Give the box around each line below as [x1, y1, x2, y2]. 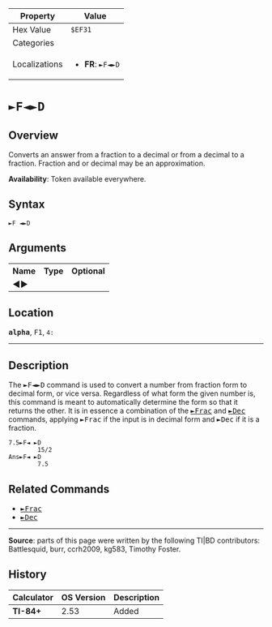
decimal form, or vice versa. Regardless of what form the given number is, [8, 389, 256, 398]
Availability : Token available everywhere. [8, 174, 147, 183]
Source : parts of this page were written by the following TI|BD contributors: [8, 535, 261, 546]
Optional [71, 265, 105, 277]
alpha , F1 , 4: [8, 328, 54, 337]
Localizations [12, 58, 63, 70]
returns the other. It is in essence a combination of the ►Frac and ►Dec [8, 406, 246, 416]
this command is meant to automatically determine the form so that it [8, 397, 239, 407]
